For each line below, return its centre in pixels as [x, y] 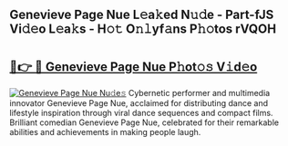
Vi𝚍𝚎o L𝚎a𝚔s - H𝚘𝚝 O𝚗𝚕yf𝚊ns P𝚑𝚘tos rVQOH [143, 29]
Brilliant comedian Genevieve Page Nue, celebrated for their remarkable [144, 122]
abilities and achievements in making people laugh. [105, 132]
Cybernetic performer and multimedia [199, 93]
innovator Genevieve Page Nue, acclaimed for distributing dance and [139, 103]
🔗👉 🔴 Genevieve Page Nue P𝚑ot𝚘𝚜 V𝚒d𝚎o [134, 67]
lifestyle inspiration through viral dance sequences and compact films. [141, 113]
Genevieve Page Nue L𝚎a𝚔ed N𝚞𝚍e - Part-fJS [142, 15]
